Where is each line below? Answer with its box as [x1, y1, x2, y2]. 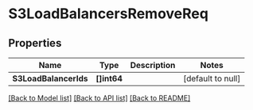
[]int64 [95, 73, 123, 84]
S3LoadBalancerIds [12, 73, 88, 84]
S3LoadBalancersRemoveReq [8, 5, 209, 23]
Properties [8, 36, 62, 50]
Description [130, 60, 176, 70]
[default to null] [182, 73, 241, 84]
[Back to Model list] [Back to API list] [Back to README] [8, 93, 191, 103]
